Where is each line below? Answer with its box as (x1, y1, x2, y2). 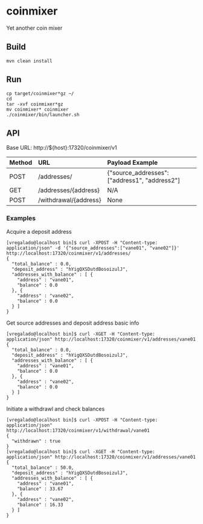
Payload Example (107, 159, 158, 167)
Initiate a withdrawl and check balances (6, 405, 105, 413)
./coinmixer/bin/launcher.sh (6, 111, 80, 118)
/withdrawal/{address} (38, 196, 101, 204)
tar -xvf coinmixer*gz (6, 101, 63, 107)
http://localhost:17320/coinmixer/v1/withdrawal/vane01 (6, 427, 150, 434)
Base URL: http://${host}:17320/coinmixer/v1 (6, 144, 117, 151)
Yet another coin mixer (6, 24, 63, 32)
